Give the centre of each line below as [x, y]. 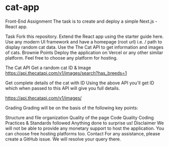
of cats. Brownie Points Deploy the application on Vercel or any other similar [84, 53]
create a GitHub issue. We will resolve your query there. [63, 139]
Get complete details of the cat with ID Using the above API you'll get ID [80, 83]
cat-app [22, 7]
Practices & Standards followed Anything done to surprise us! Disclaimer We [84, 123]
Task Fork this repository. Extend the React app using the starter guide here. [84, 36]
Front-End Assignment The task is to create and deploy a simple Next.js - [81, 21]
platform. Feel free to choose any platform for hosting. [62, 58]
